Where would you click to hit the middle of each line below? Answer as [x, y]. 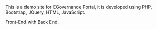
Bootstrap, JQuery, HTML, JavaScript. [45, 12]
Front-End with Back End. [32, 22]
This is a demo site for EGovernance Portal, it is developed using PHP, [79, 7]
